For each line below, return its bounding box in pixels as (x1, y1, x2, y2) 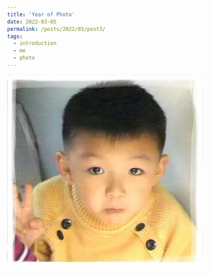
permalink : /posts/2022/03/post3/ (7, 25, 106, 32)
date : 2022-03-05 (7, 18, 57, 25)
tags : (7, 33, 23, 40)
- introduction (13, 40, 57, 47)
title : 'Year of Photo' (7, 11, 75, 18)
